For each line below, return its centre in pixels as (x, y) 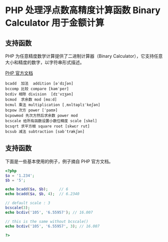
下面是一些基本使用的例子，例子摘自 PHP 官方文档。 (59, 161)
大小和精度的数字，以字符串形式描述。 (45, 62)
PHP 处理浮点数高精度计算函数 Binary (83, 10)
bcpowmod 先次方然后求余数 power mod (42, 116)
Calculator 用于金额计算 (55, 23)
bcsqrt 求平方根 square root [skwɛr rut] (48, 126)
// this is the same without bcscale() (47, 221)
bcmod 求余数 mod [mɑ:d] (31, 100)
